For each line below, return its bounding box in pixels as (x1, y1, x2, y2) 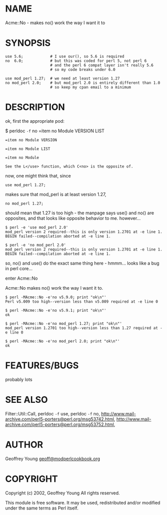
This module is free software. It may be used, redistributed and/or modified (5, 499, 160, 505)
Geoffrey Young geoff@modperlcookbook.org (5, 456, 100, 462)
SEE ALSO (5, 394, 48, 405)
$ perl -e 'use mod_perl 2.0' (5, 225, 69, 230)
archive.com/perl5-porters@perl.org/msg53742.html (5, 416, 114, 422)
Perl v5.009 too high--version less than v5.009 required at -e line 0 (5, 299, 158, 304)
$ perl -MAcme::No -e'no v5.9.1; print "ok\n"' (5, 308, 107, 313)
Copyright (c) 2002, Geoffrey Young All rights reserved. (5, 490, 120, 496)
